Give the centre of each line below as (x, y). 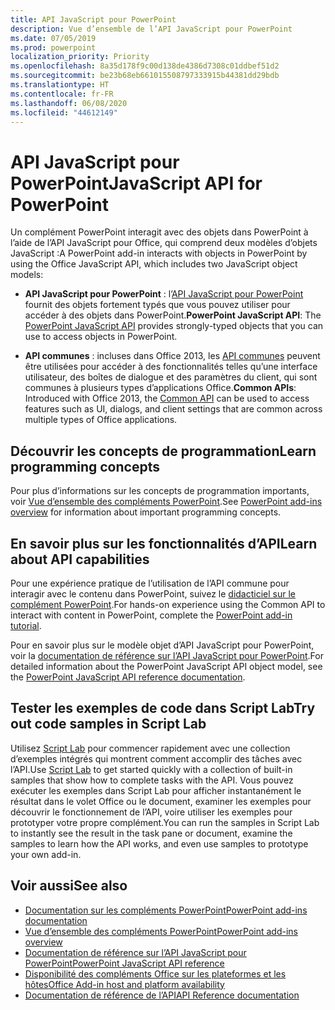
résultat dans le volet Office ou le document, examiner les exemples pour (161, 801)
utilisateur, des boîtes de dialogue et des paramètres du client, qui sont (171, 377)
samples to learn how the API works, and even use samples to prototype (159, 843)
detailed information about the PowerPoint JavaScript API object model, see (166, 666)
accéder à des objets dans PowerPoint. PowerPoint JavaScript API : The (173, 315)
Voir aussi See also (69, 886)
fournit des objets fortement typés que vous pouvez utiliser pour (157, 305)
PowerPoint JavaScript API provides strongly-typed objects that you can (174, 326)
